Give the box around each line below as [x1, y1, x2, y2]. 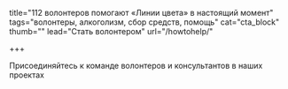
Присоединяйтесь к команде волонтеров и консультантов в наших [9, 61, 263, 70]
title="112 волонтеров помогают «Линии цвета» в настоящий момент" [9, 8, 274, 18]
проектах [9, 70, 44, 80]
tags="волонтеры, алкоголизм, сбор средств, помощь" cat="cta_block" [9, 17, 280, 27]
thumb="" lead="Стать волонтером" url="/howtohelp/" [9, 26, 214, 36]
